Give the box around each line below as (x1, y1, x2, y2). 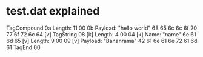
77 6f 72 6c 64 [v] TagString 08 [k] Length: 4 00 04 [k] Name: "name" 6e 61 (6, 30, 196, 38)
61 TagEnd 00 (6, 44, 41, 51)
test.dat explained (6, 4, 100, 18)
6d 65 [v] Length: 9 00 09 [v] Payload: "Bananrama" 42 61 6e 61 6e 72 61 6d (6, 37, 198, 44)
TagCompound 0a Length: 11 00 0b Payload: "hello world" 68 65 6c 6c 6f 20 (6, 24, 198, 32)
